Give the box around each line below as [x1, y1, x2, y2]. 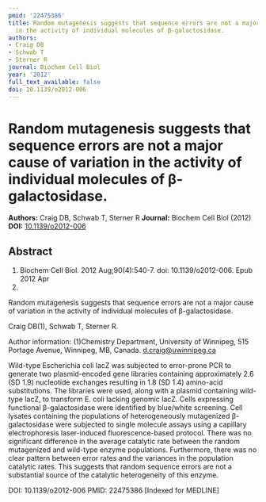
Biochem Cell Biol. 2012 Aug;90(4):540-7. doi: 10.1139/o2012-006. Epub [19, 266, 253, 275]
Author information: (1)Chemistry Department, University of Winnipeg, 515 [8, 337, 249, 347]
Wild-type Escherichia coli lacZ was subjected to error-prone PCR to [8, 361, 232, 370]
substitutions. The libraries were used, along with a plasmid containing [8, 386, 238, 396]
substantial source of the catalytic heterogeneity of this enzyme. [8, 470, 219, 480]
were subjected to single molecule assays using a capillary [55, 420, 247, 429]
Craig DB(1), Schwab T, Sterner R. [8, 322, 119, 331]
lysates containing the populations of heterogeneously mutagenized [8, 412, 230, 421]
